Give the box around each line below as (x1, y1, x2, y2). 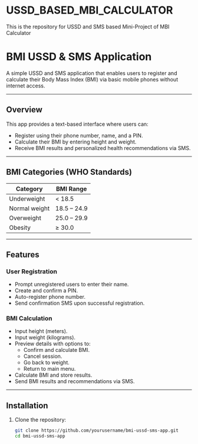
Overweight (9, 214, 41, 222)
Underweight (9, 194, 45, 203)
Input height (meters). (14, 328, 68, 335)
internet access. (6, 82, 45, 89)
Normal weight (9, 204, 50, 213)
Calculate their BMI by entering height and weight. (14, 138, 137, 145)
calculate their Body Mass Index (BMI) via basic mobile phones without (6, 76, 179, 83)
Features (6, 249, 39, 260)
